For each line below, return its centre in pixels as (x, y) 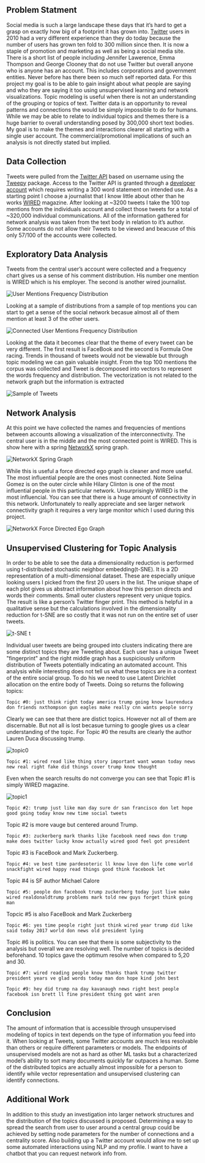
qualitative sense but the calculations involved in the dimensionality (91, 609)
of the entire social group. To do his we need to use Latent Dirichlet (91, 678)
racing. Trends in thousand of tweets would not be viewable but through (97, 356)
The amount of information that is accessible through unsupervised (91, 1028)
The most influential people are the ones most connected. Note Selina (94, 477)
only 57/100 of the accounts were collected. (62, 235)
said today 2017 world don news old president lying (75, 931)
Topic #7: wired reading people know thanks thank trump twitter (91, 973)
